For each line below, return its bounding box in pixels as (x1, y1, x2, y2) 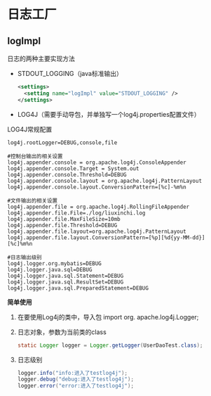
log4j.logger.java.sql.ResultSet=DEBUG (7, 279, 124, 286)
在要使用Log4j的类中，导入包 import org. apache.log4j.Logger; (17, 312, 199, 321)
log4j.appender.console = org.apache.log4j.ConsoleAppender (7, 159, 187, 166)
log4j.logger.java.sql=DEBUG (7, 266, 93, 273)
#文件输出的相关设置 (7, 197, 58, 204)
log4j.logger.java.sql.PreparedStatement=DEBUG (7, 284, 149, 292)
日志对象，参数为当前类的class (17, 328, 107, 336)
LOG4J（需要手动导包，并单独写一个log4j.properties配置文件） (17, 110, 201, 118)
